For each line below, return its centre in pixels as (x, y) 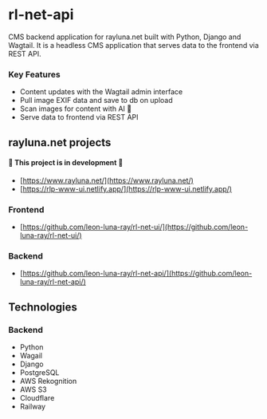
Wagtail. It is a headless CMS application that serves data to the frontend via (133, 45)
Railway (33, 407)
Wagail (31, 356)
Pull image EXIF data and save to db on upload (96, 101)
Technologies (43, 307)
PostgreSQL (39, 373)
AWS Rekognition (48, 381)
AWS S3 (33, 389)
